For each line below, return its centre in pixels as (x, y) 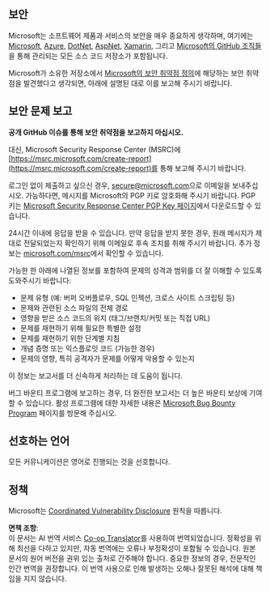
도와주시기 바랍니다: (40, 280)
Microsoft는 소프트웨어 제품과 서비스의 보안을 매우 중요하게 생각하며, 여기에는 (131, 36)
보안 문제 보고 (40, 111)
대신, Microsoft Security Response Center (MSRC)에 (95, 149)
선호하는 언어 (39, 441)
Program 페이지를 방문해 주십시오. (63, 413)
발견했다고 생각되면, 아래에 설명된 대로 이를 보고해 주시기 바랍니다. (128, 83)
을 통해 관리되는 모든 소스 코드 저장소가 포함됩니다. (88, 56)
